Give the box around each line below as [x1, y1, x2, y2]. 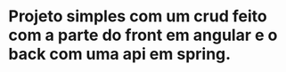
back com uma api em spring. [8, 44, 232, 64]
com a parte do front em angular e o [8, 25, 278, 45]
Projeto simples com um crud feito [8, 6, 268, 27]
